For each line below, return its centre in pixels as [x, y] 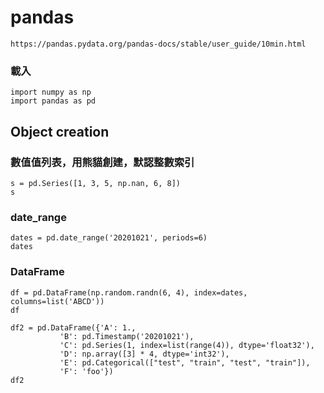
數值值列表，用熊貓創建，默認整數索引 [102, 162]
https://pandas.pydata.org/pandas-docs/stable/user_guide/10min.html [158, 44]
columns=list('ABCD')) [57, 301]
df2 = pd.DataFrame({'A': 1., [73, 327]
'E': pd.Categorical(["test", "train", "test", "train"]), [185, 362]
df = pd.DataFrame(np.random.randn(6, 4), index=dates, [129, 292]
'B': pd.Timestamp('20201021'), [127, 336]
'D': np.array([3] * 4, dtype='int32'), [144, 354]
